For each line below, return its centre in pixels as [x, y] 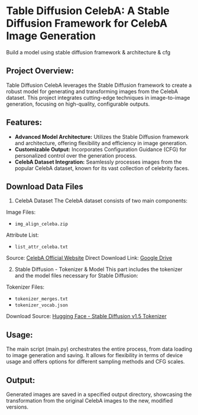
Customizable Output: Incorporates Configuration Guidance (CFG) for [100, 149]
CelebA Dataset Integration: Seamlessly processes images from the [98, 162]
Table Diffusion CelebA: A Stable [88, 11]
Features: [24, 122]
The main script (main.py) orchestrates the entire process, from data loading [99, 349]
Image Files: [21, 212]
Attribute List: [23, 235]
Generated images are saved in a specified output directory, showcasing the [99, 394]
